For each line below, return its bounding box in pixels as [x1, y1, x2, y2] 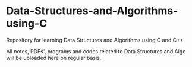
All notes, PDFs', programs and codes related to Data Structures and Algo [6, 47, 186, 55]
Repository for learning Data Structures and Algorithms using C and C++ [6, 36, 184, 43]
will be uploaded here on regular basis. [6, 54, 102, 61]
